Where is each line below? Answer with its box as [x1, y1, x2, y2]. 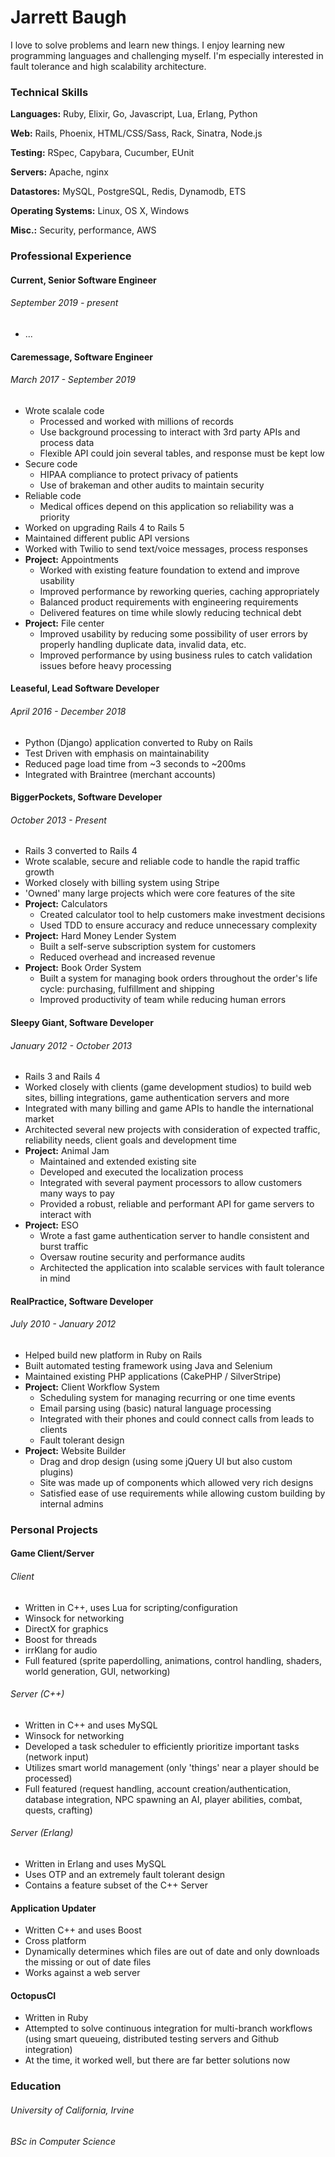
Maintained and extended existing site [39, 1156, 197, 1168]
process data [39, 436, 95, 448]
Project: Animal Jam [24, 1145, 110, 1157]
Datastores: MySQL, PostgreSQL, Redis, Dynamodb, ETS [10, 186, 247, 198]
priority [39, 511, 70, 523]
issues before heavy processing [39, 659, 172, 671]
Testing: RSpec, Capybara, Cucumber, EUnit [10, 147, 195, 159]
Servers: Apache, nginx [10, 166, 109, 178]
